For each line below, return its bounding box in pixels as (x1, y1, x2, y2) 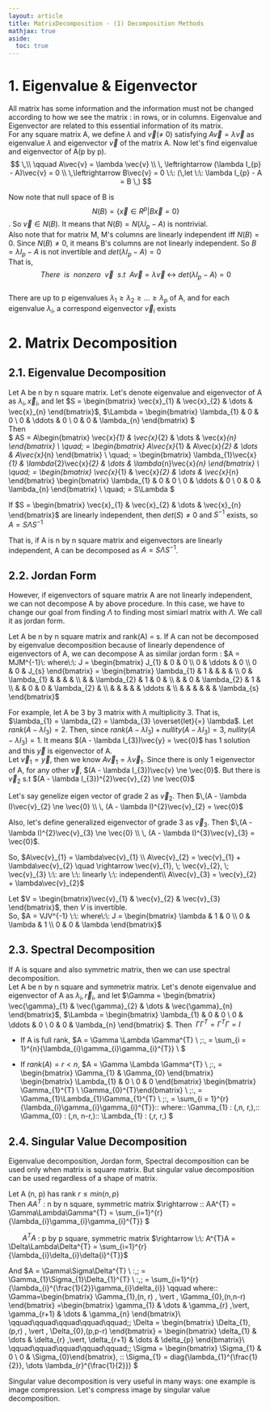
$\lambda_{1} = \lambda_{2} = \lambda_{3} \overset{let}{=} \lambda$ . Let (8, 716, 254, 726)
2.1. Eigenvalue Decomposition (8, 366, 167, 380)
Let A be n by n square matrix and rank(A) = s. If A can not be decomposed (8, 632, 259, 642)
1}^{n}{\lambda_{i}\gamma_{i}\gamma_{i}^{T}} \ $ (19, 1044, 186, 1054)
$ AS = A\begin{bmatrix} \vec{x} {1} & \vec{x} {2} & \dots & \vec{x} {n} (8, 433, 237, 442)
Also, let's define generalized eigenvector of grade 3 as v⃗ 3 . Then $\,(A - (8, 817, 253, 829)
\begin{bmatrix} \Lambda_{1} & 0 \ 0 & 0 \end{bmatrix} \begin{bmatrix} (19, 1076, 256, 1086)
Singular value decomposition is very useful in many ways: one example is (8, 1376, 256, 1386)
